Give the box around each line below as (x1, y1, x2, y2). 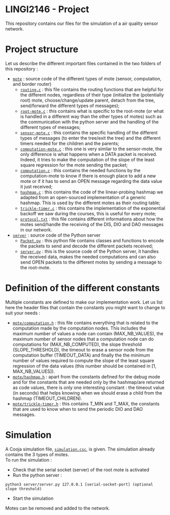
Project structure (5, 44, 79, 55)
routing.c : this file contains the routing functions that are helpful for (20, 86, 164, 92)
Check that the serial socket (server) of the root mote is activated (12, 466, 150, 473)
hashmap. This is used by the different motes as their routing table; (20, 200, 161, 206)
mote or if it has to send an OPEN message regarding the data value (20, 178, 162, 184)
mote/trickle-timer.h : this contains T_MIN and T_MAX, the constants (12, 400, 160, 407)
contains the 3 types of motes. (5, 451, 70, 458)
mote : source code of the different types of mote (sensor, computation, (12, 75, 161, 82)
